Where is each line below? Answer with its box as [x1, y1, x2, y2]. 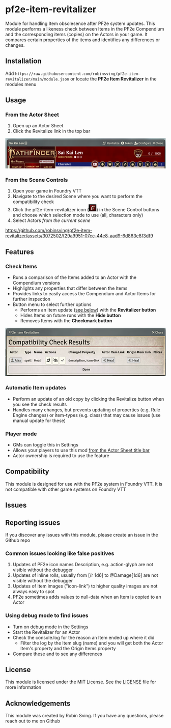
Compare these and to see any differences [12, 651, 103, 657]
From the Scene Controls [5, 176, 68, 183]
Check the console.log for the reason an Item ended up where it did [12, 634, 155, 640]
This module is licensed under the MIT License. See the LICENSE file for [5, 679, 157, 685]
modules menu [5, 81, 37, 87]
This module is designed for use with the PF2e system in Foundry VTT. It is [5, 481, 163, 487]
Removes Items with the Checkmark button [20, 317, 112, 324]
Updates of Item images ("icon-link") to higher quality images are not [12, 583, 158, 589]
